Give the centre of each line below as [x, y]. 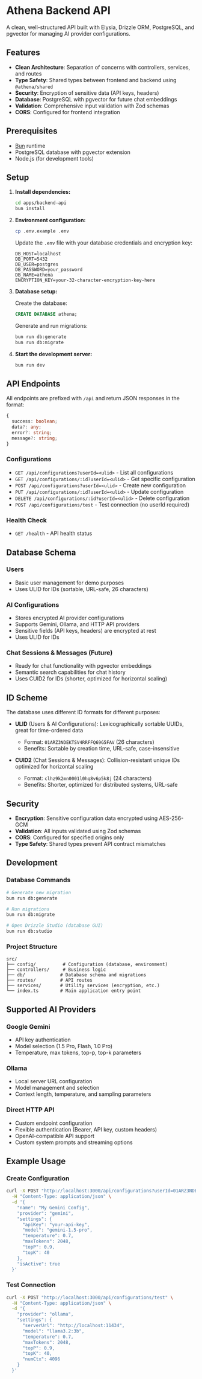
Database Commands [38, 880]
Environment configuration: [50, 220]
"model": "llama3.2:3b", [53, 1331]
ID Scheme [27, 698]
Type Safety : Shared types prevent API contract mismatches [90, 844]
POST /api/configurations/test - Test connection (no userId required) [102, 504]
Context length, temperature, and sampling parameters [83, 1094]
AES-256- [171, 818]
